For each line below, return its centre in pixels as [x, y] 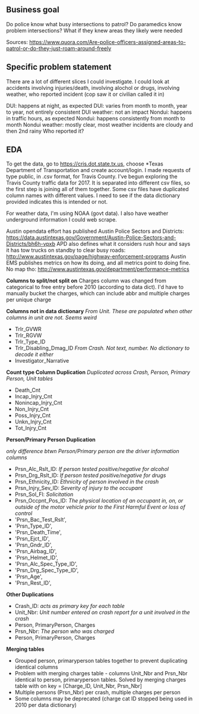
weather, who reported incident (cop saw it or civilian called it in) [85, 94]
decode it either [34, 354]
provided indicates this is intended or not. [57, 202]
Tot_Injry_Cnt [31, 428]
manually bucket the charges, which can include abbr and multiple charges [98, 294]
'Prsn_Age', [29, 576]
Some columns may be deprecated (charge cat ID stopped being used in [104, 699]
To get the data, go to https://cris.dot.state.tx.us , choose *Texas [85, 164]
